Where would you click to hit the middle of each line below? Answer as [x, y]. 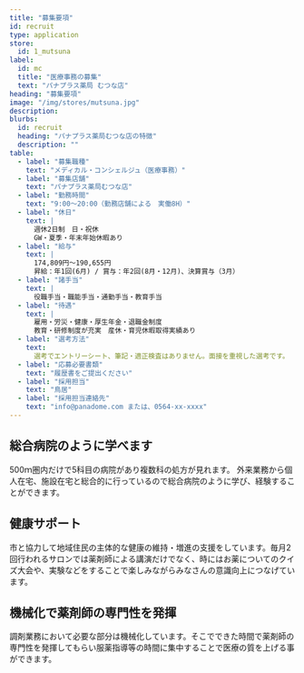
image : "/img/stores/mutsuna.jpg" [75, 102]
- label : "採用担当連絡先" [64, 398]
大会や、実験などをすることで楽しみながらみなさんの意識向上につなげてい [156, 570]
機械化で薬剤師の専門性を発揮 [93, 613]
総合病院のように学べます [81, 446]
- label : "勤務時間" [54, 196]
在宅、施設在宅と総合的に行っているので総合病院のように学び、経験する [152, 481]
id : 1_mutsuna [44, 52]
